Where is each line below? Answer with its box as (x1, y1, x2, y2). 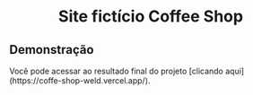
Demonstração (9, 42, 94, 57)
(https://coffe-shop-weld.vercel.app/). (9, 75, 151, 86)
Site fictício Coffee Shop (57, 6, 244, 27)
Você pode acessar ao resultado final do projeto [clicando (9, 65, 224, 76)
